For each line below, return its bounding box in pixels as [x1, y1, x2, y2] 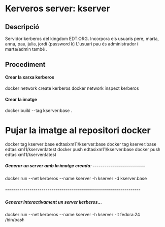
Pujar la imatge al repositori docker [5, 124, 151, 136]
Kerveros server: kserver [5, 3, 110, 14]
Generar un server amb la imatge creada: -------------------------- [5, 163, 145, 169]
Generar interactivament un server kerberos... [5, 199, 102, 205]
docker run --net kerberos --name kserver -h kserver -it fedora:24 [5, 212, 140, 218]
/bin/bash [5, 217, 25, 223]
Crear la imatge [5, 97, 37, 103]
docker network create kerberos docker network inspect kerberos [5, 85, 139, 91]
